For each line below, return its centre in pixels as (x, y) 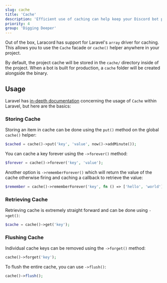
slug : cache (17, 10)
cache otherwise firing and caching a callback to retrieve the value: (74, 178)
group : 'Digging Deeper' (31, 28)
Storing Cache (23, 119)
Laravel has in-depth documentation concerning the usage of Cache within (81, 100)
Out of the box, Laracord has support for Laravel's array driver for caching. (82, 42)
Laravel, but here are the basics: (38, 106)
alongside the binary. (27, 73)
